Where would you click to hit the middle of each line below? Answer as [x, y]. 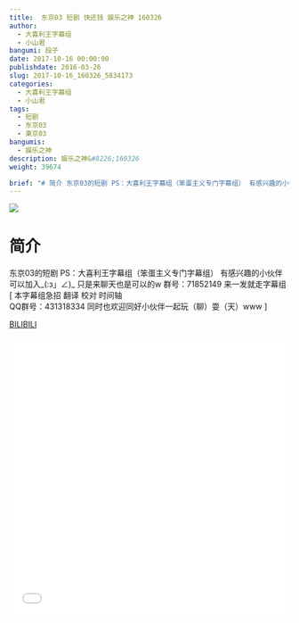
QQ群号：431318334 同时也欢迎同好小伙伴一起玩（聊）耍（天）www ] [138, 307]
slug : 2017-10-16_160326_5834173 [71, 76]
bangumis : [28, 142]
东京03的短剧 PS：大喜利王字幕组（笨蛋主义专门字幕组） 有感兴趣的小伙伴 [146, 273]
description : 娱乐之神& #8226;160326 [74, 158]
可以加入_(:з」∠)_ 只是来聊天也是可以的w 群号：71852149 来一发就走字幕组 [148, 284]
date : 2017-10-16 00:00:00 [59, 59]
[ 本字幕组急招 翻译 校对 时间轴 [66, 295]
